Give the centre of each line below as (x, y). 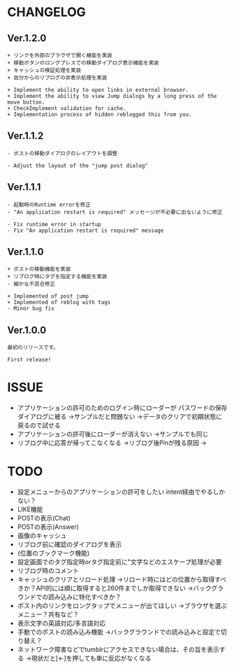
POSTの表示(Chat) (44, 518)
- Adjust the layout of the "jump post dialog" (78, 165)
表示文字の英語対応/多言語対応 (61, 623)
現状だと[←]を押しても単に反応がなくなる (91, 658)
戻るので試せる (39, 425)
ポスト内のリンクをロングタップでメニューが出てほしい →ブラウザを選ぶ (122, 606)
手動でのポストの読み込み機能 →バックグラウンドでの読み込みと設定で (119, 632)
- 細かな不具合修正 (31, 284)
